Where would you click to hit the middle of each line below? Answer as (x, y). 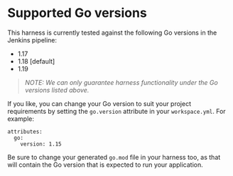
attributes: (25, 131)
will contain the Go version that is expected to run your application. (105, 165)
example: (21, 119)
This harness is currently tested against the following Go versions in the (112, 33)
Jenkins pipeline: (32, 40)
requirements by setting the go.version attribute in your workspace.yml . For (116, 111)
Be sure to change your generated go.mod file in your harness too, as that (114, 157)
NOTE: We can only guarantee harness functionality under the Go (121, 82)
